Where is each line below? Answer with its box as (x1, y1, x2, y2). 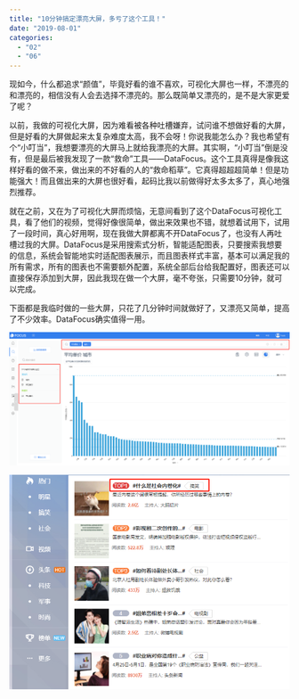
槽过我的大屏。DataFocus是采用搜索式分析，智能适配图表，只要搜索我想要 (9, 239, 283, 250)
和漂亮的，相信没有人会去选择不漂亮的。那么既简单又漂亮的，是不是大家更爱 (9, 90, 290, 101)
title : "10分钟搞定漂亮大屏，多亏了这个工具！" (9, 14, 166, 23)
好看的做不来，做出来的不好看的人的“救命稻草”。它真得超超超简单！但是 (16, 165, 282, 176)
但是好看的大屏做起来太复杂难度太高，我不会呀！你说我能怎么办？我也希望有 (9, 131, 290, 142)
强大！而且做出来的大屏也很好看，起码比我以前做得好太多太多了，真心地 (16, 176, 282, 186)
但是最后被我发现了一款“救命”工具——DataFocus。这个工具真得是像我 (24, 153, 282, 164)
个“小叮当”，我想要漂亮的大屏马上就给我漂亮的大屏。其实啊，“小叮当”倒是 (9, 143, 280, 153)
